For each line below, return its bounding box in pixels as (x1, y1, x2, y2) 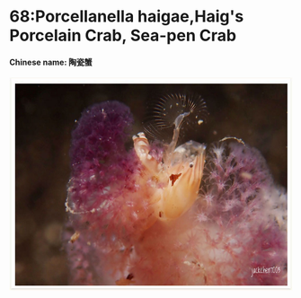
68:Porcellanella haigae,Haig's (9, 6, 244, 27)
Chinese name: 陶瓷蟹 (9, 57, 93, 67)
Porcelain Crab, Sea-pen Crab (9, 25, 236, 46)
